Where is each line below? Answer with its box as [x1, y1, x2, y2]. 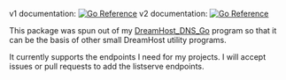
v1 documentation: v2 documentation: [9, 9, 208, 18]
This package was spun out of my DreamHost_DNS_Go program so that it [9, 25, 277, 35]
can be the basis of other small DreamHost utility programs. [9, 35, 228, 45]
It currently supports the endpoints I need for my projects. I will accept [9, 52, 267, 62]
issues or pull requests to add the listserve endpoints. [9, 62, 205, 71]
